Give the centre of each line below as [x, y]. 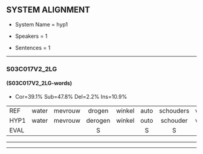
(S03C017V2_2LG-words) [39, 83]
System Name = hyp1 [41, 24]
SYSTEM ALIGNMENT [48, 10]
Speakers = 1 [31, 36]
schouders [174, 111]
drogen [98, 111]
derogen [98, 120]
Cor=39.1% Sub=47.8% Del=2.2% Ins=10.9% [71, 96]
